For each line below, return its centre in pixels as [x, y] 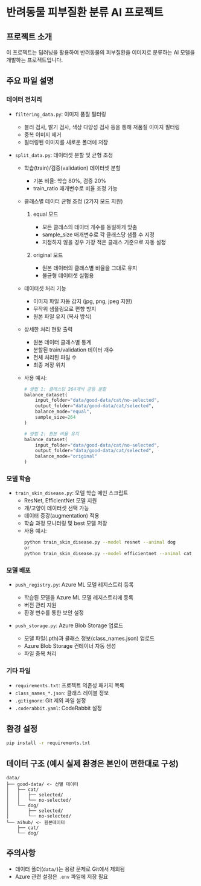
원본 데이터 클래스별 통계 [62, 342]
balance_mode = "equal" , [64, 412]
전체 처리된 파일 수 [55, 357]
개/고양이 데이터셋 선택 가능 [56, 508]
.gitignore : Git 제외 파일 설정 [50, 700]
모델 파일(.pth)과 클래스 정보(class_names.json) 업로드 [89, 638]
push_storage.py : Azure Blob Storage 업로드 [69, 625]
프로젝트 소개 [29, 37]
